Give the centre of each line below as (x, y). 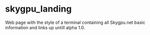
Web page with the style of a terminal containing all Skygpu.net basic (75, 22)
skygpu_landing (39, 9)
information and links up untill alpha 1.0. (45, 27)
